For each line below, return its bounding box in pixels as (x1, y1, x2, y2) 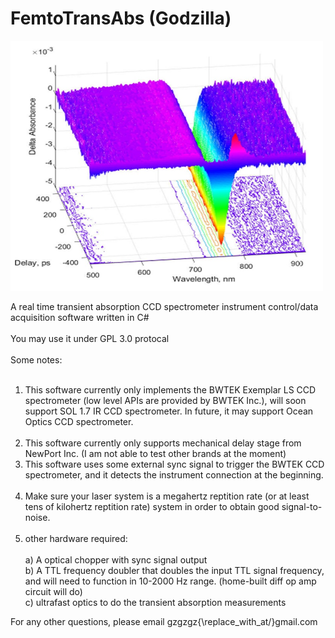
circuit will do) (24, 585, 83, 597)
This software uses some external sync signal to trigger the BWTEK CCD (24, 458, 325, 470)
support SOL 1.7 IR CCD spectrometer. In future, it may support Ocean (24, 405, 314, 417)
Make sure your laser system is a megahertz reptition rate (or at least (24, 490, 310, 502)
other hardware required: (24, 532, 128, 544)
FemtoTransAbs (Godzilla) (10, 7, 232, 30)
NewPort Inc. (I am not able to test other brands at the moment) (24, 447, 287, 459)
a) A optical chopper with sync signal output (24, 553, 208, 566)
